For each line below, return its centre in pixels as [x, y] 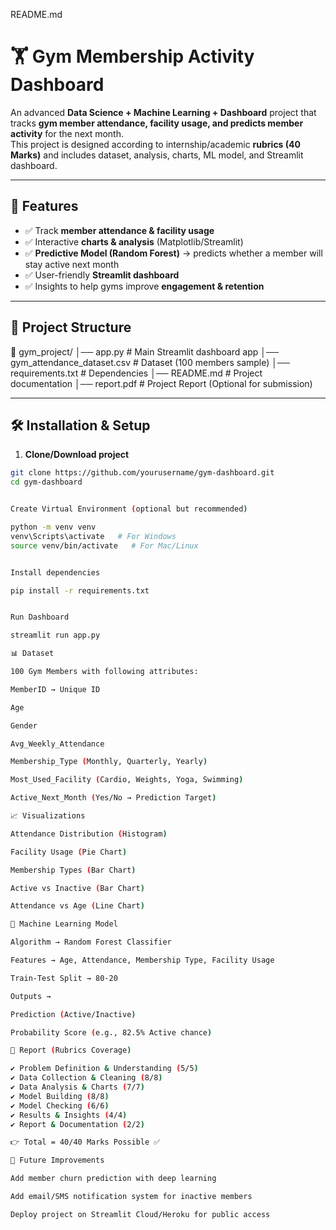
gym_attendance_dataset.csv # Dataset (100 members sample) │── [150, 362]
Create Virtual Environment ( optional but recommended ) [129, 509]
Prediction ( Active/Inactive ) [73, 1014]
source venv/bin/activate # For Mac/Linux [104, 545]
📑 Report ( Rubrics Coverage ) [71, 1050]
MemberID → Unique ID [55, 689]
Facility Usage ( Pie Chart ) [69, 852]
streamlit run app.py [55, 635]
